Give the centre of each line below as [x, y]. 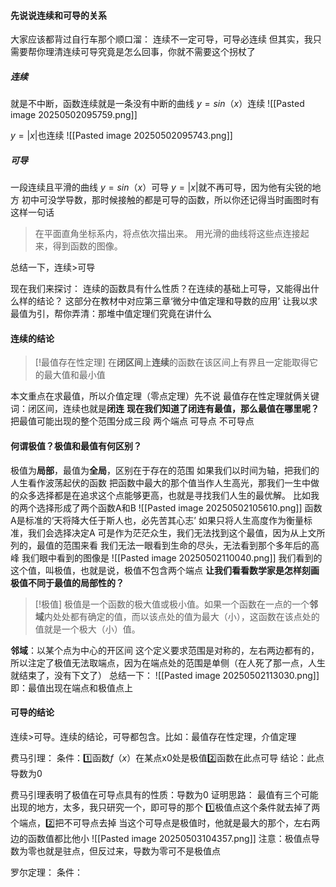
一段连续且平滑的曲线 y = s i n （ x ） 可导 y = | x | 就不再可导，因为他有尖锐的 [161, 187]
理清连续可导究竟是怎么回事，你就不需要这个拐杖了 [150, 52]
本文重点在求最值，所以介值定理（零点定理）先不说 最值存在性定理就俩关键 [165, 396]
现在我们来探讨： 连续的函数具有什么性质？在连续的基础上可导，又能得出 [160, 289]
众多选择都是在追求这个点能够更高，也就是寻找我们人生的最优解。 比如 [164, 495]
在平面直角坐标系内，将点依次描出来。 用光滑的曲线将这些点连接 [167, 234]
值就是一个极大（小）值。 [87, 629]
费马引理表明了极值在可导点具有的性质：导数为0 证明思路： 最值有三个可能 [164, 794]
